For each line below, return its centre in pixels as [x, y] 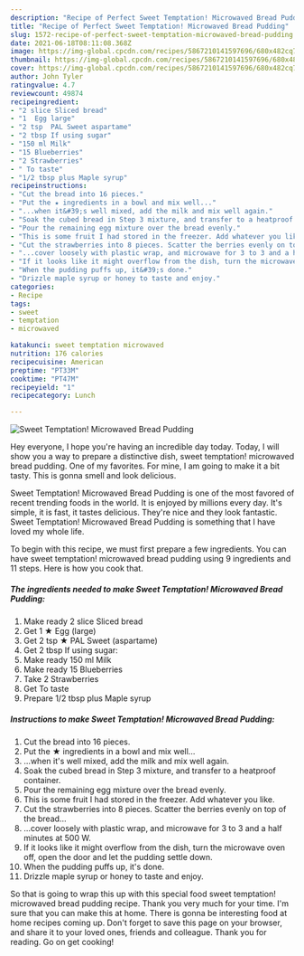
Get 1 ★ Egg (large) [60, 631]
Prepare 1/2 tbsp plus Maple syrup [87, 698]
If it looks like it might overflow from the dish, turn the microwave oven [154, 847]
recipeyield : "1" [43, 387]
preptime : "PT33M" [45, 370]
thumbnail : [31, 60]
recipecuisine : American [57, 362]
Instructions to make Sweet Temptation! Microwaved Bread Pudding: [143, 719]
